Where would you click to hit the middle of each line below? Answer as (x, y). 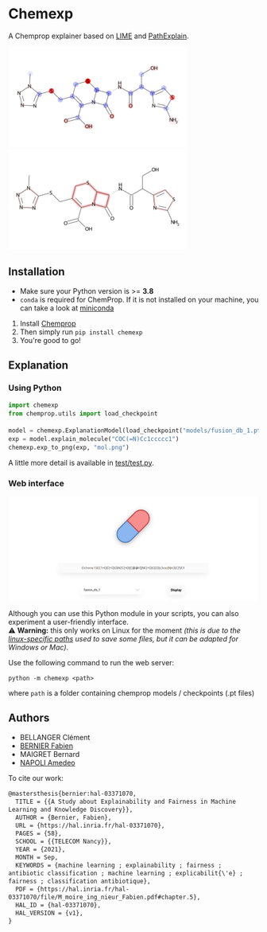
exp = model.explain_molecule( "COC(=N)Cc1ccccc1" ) (94, 439)
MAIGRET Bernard (50, 754)
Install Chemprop (48, 323)
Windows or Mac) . (39, 647)
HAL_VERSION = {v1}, (49, 913)
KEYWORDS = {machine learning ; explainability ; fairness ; (119, 865)
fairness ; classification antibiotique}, (79, 881)
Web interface (37, 483)
